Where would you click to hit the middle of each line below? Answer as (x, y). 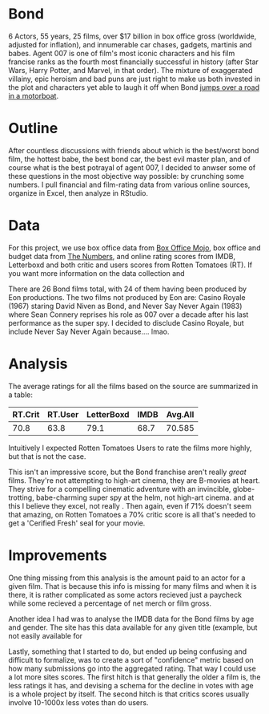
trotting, (21, 497)
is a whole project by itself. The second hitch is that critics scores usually (129, 694)
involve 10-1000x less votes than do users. (78, 702)
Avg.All (180, 414)
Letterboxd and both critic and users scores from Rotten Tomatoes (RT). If (130, 265)
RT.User (63, 414)
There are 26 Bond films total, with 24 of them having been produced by (127, 289)
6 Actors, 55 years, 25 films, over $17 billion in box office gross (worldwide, (132, 36)
